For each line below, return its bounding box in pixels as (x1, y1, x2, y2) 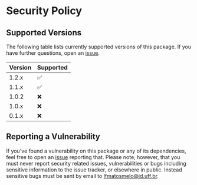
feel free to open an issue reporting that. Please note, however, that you (6, 153, 180, 160)
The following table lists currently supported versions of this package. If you (6, 43, 192, 50)
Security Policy (6, 4, 83, 18)
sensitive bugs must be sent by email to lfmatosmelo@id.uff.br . (6, 172, 159, 179)
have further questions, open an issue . (6, 49, 100, 57)
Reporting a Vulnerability (6, 131, 100, 142)
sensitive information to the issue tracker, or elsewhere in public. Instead (6, 166, 183, 173)
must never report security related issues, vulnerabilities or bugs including (6, 160, 187, 167)
